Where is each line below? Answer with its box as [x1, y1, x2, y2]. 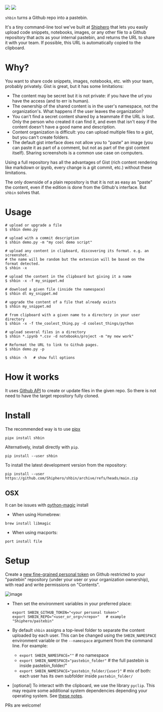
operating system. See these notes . [12, 692, 84, 698]
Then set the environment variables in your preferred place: [12, 601, 132, 607]
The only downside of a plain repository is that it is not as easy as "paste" [5, 179, 152, 185]
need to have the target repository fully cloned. [5, 393, 100, 398]
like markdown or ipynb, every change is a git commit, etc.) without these [5, 164, 152, 170]
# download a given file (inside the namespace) [5, 287, 106, 292]
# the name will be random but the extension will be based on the [5, 257, 145, 262]
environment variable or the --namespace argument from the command [12, 637, 153, 643]
